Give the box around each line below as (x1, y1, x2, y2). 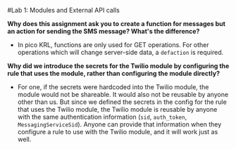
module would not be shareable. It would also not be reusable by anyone (17, 91, 229, 98)
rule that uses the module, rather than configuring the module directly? (7, 70, 221, 77)
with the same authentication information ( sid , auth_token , (17, 112, 187, 121)
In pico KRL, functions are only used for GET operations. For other (17, 41, 209, 48)
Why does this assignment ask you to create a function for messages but (7, 20, 225, 27)
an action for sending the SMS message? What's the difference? (7, 27, 200, 35)
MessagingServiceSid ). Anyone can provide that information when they (17, 120, 222, 129)
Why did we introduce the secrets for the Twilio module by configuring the (7, 62, 230, 70)
